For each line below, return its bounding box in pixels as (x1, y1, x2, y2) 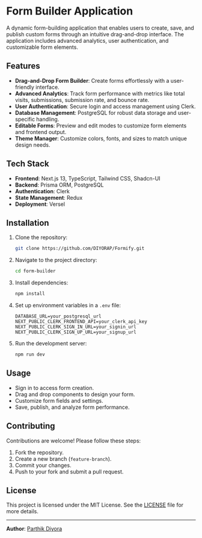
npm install (14, 291, 45, 297)
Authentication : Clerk (14, 187, 70, 194)
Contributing (6, 421, 55, 431)
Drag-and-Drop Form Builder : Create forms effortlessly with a (14, 77, 170, 84)
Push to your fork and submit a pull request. (14, 468, 124, 475)
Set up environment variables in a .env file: (14, 302, 121, 309)
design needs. (14, 141, 50, 149)
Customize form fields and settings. (14, 397, 103, 404)
